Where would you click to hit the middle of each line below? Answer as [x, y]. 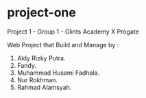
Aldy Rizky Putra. [41, 58]
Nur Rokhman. [37, 79]
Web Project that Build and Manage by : [63, 45]
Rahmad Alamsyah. [44, 87]
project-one [42, 13]
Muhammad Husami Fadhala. [58, 73]
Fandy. [26, 65]
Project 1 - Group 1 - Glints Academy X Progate [73, 32]
